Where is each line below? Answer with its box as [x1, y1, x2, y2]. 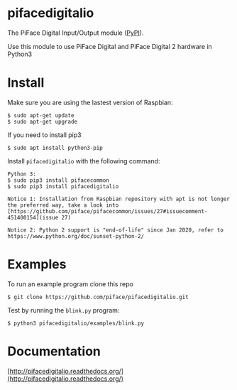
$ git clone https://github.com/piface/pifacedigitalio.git [7, 293, 189, 300]
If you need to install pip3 [7, 130, 82, 139]
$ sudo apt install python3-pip [7, 144, 103, 151]
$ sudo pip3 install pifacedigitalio [7, 183, 119, 190]
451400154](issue [7, 214, 59, 221]
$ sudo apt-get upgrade [7, 118, 78, 125]
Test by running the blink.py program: [7, 305, 120, 314]
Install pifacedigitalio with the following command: [7, 156, 160, 165]
